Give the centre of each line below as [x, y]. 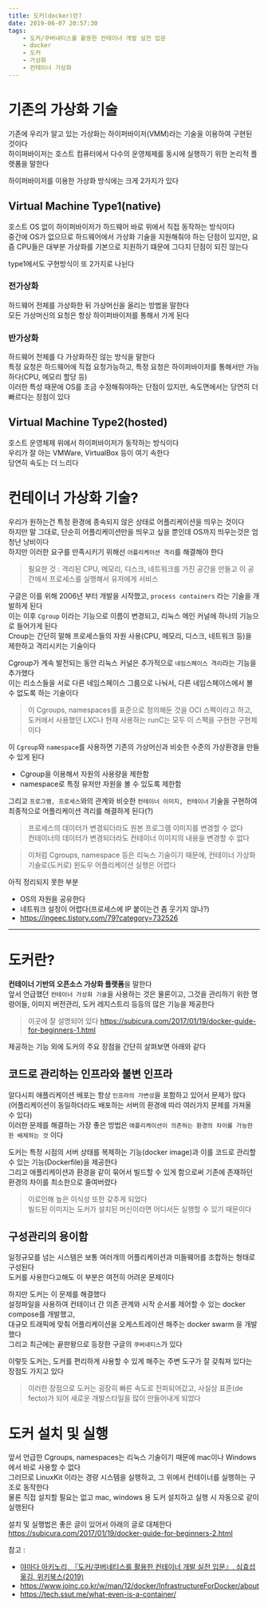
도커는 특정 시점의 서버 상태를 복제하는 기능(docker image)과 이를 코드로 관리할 [132, 1152]
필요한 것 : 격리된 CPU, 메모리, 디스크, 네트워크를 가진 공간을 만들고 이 [137, 568]
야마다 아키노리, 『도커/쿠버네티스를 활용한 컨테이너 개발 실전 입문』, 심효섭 [138, 1567]
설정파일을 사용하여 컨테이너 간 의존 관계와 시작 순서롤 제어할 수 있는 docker [127, 1304]
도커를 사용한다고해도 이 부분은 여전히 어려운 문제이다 [91, 1277]
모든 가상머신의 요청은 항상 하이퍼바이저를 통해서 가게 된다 [99, 315]
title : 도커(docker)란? [45, 16]
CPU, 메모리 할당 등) [55, 377]
